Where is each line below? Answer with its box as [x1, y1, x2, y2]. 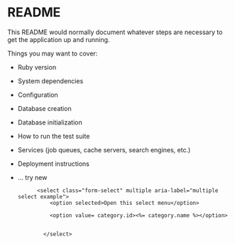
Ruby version [17, 63, 57, 71]
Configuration [17, 90, 58, 99]
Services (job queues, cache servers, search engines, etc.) [17, 145, 191, 154]
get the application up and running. [7, 35, 110, 43]
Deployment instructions [17, 159, 90, 168]
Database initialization [17, 118, 83, 127]
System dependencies [17, 76, 84, 85]
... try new [17, 173, 48, 181]
